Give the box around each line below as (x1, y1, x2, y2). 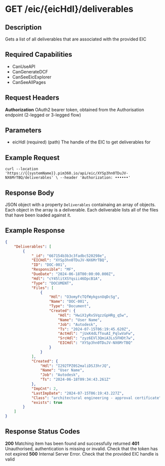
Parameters (5, 126, 42, 135)
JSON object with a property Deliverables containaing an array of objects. (5, 202, 156, 208)
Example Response (5, 226, 65, 235)
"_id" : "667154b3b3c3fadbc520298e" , (31, 253, 107, 258)
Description (5, 23, 42, 32)
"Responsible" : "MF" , (31, 267, 76, 272)
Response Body (5, 188, 55, 197)
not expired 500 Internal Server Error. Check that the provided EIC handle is (5, 451, 159, 457)
